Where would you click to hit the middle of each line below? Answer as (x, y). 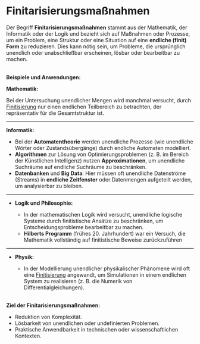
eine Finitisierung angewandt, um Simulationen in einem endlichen (105, 274)
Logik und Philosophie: (44, 203)
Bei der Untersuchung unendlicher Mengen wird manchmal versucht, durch (99, 100)
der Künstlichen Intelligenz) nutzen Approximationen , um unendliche (100, 160)
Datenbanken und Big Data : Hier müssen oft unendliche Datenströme (100, 173)
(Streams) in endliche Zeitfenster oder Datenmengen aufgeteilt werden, (103, 179)
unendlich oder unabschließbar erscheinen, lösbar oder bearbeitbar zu (93, 52)
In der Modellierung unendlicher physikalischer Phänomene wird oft (107, 268)
